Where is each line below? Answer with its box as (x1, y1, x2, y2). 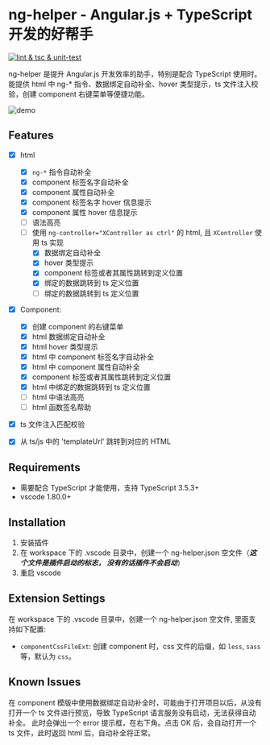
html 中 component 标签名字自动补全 (31, 352, 155, 362)
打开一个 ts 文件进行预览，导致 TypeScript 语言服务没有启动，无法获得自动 (8, 707, 256, 718)
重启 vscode (19, 568, 62, 577)
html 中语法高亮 (31, 392, 85, 402)
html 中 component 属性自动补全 (31, 362, 140, 371)
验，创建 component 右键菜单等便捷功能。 (8, 89, 149, 98)
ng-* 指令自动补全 (31, 167, 92, 176)
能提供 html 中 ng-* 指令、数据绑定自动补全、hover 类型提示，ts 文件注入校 (8, 79, 259, 89)
